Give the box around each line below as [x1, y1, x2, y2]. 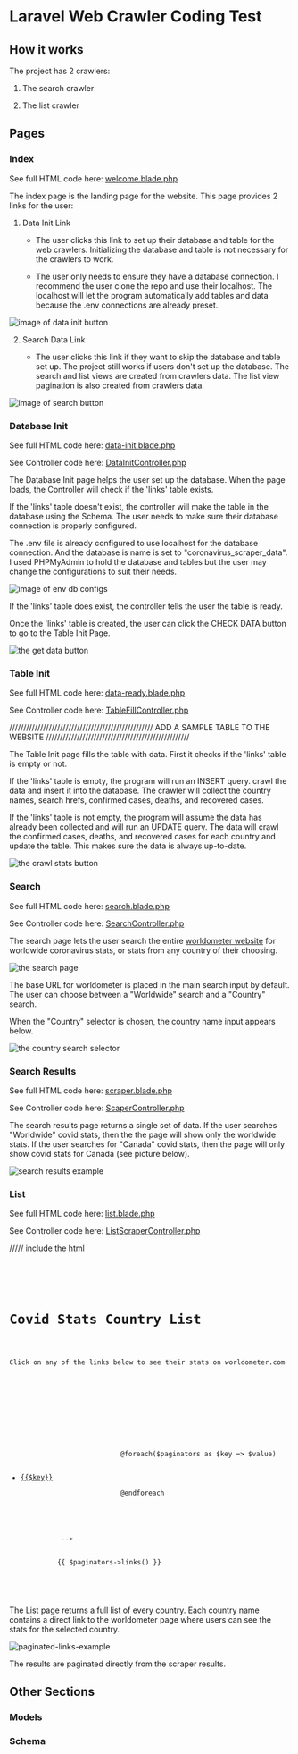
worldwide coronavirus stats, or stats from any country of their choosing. [9, 945, 278, 956]
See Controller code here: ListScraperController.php [9, 1226, 201, 1236]
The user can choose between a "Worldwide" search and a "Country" [9, 989, 266, 999]
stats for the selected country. [9, 1623, 120, 1634]
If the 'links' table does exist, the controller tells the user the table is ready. [9, 601, 284, 611]
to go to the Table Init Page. [9, 628, 111, 638]
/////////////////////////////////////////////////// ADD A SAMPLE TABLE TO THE [9, 722, 270, 733]
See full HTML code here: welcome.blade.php [9, 173, 178, 184]
